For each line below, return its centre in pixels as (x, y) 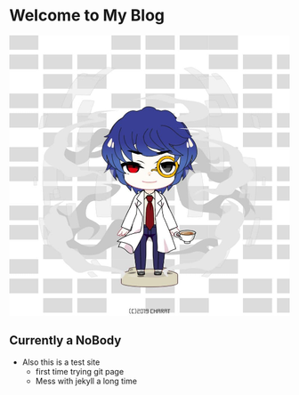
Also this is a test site (61, 362)
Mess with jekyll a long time (86, 381)
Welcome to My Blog (87, 16)
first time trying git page (80, 371)
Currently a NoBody (65, 340)
